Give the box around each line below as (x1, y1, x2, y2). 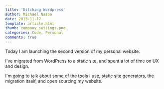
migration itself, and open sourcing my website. (5, 78, 103, 84)
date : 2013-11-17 (5, 16, 41, 21)
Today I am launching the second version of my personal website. (5, 48, 141, 54)
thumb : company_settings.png (5, 26, 66, 31)
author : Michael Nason (5, 12, 52, 17)
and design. (5, 63, 30, 69)
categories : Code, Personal (5, 30, 64, 35)
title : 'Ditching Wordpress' (5, 7, 66, 12)
